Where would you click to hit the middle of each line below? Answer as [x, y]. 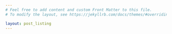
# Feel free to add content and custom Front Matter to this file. [79, 10]
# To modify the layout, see [36, 14]
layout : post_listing [28, 23]
